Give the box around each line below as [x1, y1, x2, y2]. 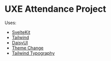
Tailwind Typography [11, 50, 55, 56]
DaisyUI [11, 39, 28, 45]
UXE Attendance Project [4, 3, 107, 15]
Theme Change [11, 45, 44, 51]
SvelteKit [11, 29, 31, 35]
